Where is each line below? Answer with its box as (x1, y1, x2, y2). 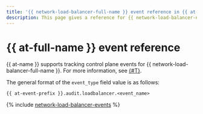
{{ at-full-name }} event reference (6, 41, 181, 55)
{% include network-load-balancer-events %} (6, 101, 121, 109)
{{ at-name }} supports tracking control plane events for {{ (6, 61, 152, 68)
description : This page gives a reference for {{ (6, 15, 134, 21)
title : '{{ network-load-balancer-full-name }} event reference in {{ (6, 8, 188, 15)
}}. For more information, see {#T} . (55, 67, 142, 75)
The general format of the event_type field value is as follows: (6, 79, 160, 86)
